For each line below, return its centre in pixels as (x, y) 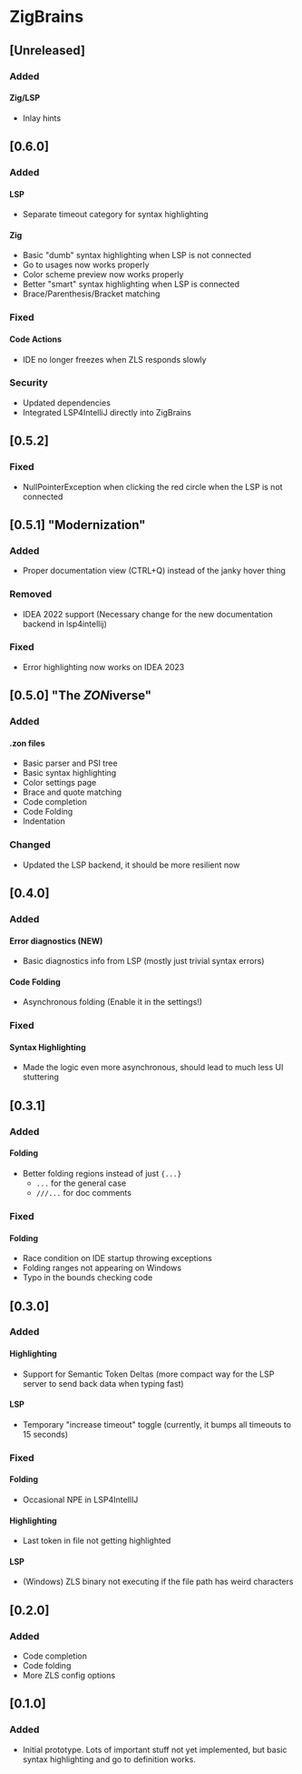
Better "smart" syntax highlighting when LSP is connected (131, 285)
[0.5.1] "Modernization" (78, 525)
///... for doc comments (83, 1192)
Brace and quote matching (72, 792)
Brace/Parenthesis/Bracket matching (91, 294)
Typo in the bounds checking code (88, 1278)
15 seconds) (45, 1434)
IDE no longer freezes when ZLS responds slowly (114, 359)
